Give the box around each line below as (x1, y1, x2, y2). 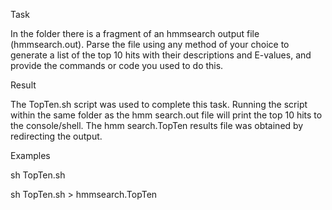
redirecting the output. (10, 130, 103, 142)
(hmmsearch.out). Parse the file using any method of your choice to (10, 39, 290, 50)
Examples (10, 150, 51, 161)
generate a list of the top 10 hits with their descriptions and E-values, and (10, 49, 312, 61)
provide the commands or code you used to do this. (10, 60, 224, 71)
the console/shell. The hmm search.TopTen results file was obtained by (10, 120, 304, 131)
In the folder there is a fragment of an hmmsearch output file (10, 28, 260, 39)
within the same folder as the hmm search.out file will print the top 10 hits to (10, 109, 323, 121)
